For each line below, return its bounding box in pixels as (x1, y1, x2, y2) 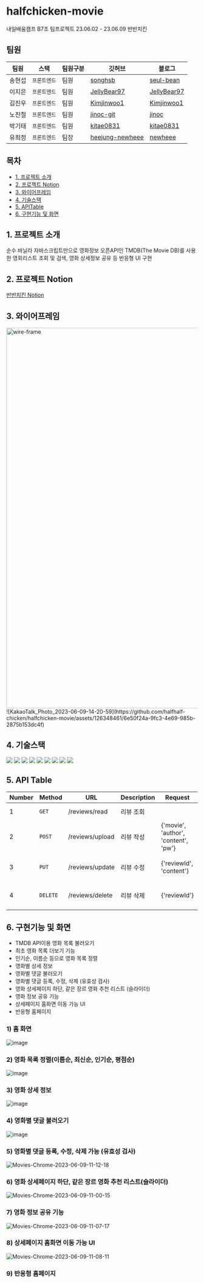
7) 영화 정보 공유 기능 (6, 1208, 64, 1217)
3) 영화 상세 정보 (6, 1086, 52, 1094)
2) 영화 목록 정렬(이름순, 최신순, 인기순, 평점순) (6, 1055, 135, 1064)
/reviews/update (68, 863, 115, 871)
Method (39, 793, 63, 801)
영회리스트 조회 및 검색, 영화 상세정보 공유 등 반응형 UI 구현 (12, 255, 152, 262)
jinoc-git (90, 110, 115, 118)
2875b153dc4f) (6, 721, 44, 728)
